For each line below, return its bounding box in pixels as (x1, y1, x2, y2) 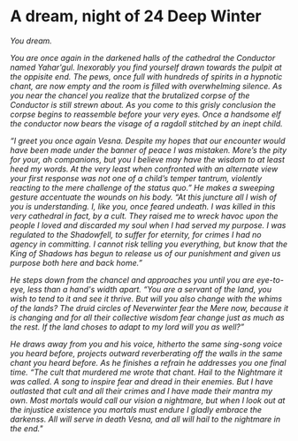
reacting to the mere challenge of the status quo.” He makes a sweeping (10, 182, 275, 193)
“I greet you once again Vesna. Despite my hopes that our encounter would (10, 135, 286, 146)
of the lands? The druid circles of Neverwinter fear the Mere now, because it (10, 302, 289, 313)
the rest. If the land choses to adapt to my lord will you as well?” (10, 321, 245, 332)
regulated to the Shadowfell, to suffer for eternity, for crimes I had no (10, 229, 262, 240)
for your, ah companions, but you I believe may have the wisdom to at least (10, 154, 286, 164)
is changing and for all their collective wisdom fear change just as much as (10, 312, 286, 323)
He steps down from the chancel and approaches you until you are (10, 274, 255, 285)
